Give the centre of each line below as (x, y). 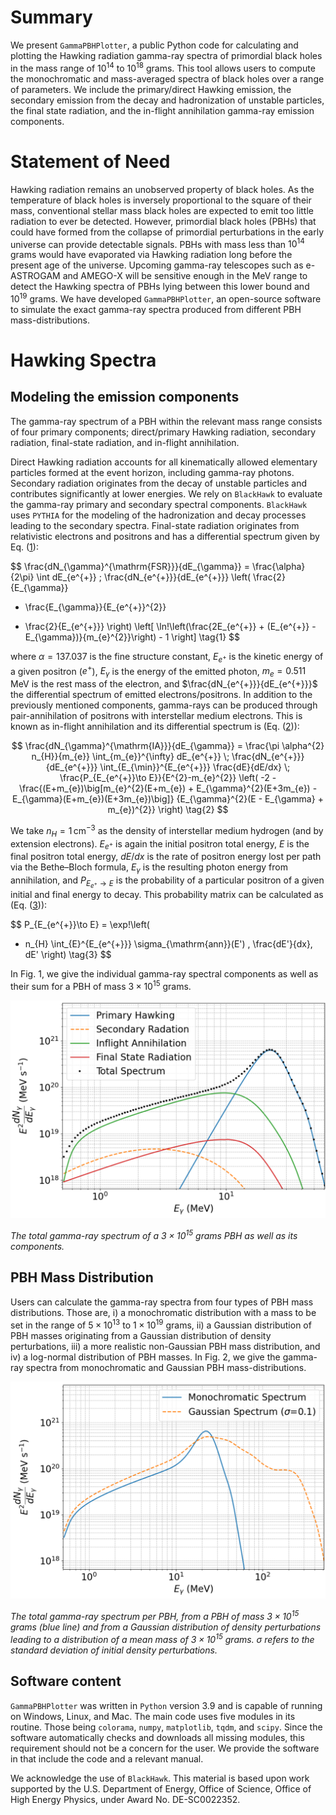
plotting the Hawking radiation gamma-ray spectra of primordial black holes (166, 55)
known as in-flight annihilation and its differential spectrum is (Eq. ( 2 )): (155, 727)
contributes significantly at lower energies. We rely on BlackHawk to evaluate (166, 493)
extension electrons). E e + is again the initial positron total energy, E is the (160, 844)
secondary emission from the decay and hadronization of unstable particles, (167, 100)
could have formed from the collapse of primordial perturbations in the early (167, 232)
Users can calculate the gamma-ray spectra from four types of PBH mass (162, 1302)
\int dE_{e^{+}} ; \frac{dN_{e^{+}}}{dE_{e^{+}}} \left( (144, 577)
